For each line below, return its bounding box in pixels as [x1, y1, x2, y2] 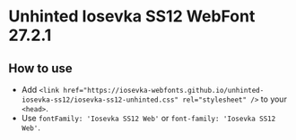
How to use [8, 61, 73, 76]
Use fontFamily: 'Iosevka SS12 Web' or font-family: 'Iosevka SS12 [21, 113, 276, 123]
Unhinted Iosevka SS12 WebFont [8, 6, 256, 27]
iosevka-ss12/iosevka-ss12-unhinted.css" [21, 95, 178, 104]
